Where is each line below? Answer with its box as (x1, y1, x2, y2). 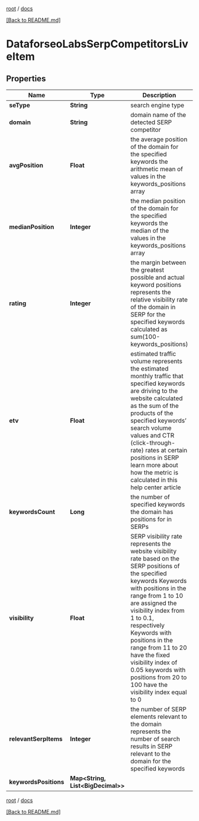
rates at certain (145, 446, 188, 454)
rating (9, 299, 27, 308)
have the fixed (130, 651, 170, 659)
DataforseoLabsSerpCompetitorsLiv (6, 37, 188, 51)
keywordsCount (9, 508, 55, 516)
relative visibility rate (130, 296, 188, 303)
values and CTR (130, 432, 175, 439)
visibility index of (130, 658, 178, 667)
